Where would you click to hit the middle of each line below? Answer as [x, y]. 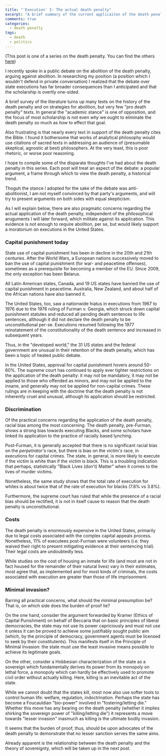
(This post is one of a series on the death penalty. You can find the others [80, 56]
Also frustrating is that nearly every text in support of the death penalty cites [83, 132]
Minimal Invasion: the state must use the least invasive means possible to [80, 647]
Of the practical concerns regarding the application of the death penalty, [79, 420]
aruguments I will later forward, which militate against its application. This [80, 219]
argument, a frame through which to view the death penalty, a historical [78, 173]
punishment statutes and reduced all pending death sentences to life [75, 314]
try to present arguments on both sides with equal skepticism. [68, 199]
